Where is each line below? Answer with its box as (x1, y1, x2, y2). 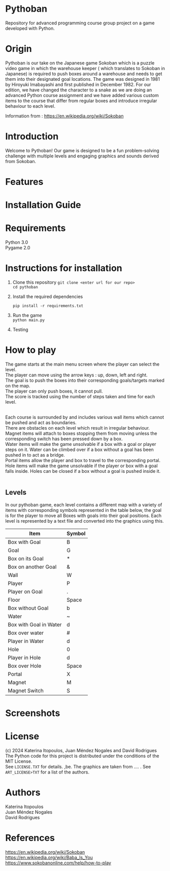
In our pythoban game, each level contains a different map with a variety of (5, 501, 162, 508)
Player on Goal (8, 588, 43, 595)
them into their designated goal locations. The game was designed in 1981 (5, 76, 160, 82)
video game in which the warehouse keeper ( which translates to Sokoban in (5, 65, 165, 71)
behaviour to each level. (5, 103, 56, 109)
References (5, 832, 55, 844)
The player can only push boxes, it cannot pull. (5, 388, 103, 394)
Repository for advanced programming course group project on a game (5, 20, 155, 26)
